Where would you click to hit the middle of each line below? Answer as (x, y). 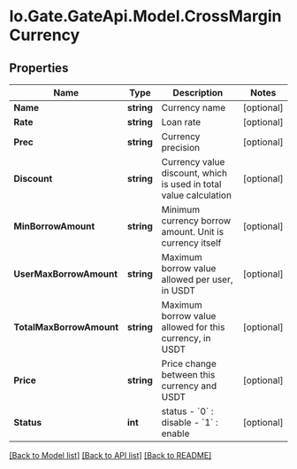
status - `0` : (187, 411)
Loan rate (181, 122)
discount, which (194, 173)
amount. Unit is (192, 232)
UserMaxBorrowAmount (65, 274)
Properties (39, 68)
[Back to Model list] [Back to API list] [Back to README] (110, 455)
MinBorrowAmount (54, 226)
